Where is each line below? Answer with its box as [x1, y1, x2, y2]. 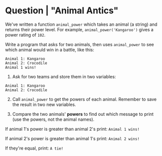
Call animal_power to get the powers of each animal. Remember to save [12, 96, 157, 102]
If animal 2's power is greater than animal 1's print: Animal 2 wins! [5, 135, 140, 141]
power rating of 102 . [5, 32, 46, 38]
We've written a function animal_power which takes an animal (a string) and [5, 21, 158, 27]
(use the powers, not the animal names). [12, 116, 95, 122]
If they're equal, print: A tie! [5, 145, 64, 151]
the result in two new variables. [12, 102, 77, 107]
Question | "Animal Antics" [5, 5, 119, 16]
